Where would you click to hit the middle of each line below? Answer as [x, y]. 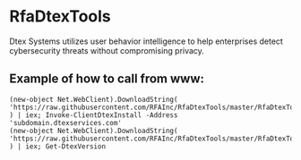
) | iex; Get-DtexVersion [57, 146]
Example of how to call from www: [107, 79]
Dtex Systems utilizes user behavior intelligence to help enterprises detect [146, 41]
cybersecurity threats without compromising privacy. [107, 50]
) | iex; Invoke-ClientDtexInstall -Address [94, 115]
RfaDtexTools [60, 17]
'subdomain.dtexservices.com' [66, 122]
